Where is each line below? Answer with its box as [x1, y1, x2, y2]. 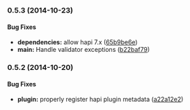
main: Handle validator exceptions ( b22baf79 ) [17, 46, 150, 54]
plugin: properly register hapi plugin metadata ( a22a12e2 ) [17, 95, 184, 104]
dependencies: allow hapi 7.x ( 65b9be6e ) [17, 38, 138, 46]
